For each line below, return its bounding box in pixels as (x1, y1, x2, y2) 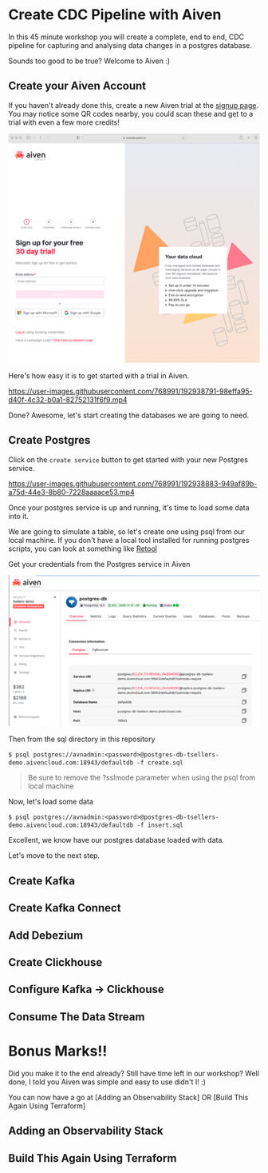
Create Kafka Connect (8, 901, 121, 915)
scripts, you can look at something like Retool (8, 544, 158, 553)
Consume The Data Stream (8, 1010, 145, 1023)
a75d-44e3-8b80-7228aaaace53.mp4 (8, 487, 135, 497)
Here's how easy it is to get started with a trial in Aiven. (8, 370, 190, 381)
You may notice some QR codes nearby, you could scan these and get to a (8, 109, 254, 118)
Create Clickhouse (8, 956, 103, 969)
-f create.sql (136, 759, 183, 767)
